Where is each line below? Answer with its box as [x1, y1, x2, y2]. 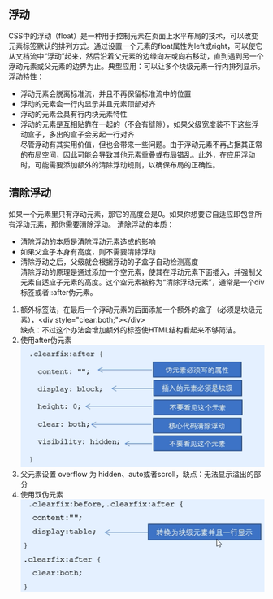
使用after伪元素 [19, 335, 72, 345]
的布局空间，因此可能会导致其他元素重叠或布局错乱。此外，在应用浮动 [19, 150, 256, 159]
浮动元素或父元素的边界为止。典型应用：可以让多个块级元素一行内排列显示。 [8, 61, 265, 71]
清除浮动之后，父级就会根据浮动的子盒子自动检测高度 [19, 257, 199, 267]
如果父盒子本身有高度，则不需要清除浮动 [19, 246, 156, 256]
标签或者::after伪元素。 [19, 287, 97, 297]
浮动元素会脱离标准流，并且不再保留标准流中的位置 [19, 89, 192, 98]
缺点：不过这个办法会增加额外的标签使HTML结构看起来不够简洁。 [19, 324, 240, 335]
